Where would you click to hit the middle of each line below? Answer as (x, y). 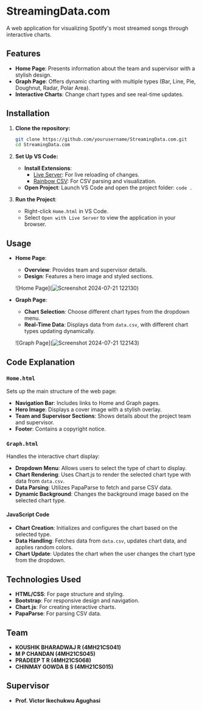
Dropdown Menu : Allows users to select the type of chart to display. (101, 468)
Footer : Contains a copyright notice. (61, 429)
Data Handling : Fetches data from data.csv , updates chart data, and (101, 541)
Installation (28, 114)
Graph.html (22, 444)
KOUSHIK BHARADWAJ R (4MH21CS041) (68, 647)
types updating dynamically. (60, 331)
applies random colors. (44, 547)
